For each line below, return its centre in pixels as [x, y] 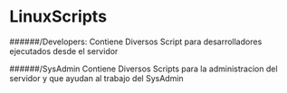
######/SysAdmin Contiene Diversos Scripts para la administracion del [143, 69]
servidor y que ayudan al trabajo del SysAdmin [96, 78]
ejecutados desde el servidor [64, 51]
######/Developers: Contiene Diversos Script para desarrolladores [136, 42]
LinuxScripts [58, 17]
